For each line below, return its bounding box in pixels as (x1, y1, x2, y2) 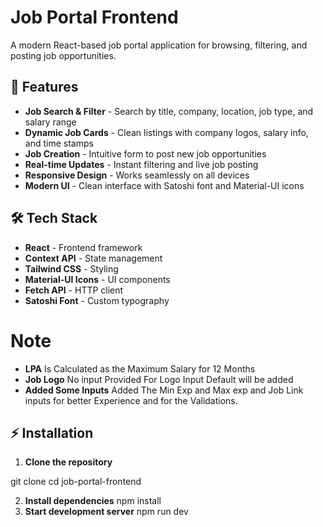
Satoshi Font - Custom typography (24, 294, 170, 306)
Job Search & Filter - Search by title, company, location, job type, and (24, 105, 314, 117)
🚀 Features (10, 79, 79, 96)
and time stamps (24, 137, 94, 149)
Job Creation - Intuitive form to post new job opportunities (24, 147, 267, 160)
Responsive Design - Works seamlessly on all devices (24, 169, 250, 181)
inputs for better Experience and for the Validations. (24, 394, 238, 406)
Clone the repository (24, 456, 113, 468)
